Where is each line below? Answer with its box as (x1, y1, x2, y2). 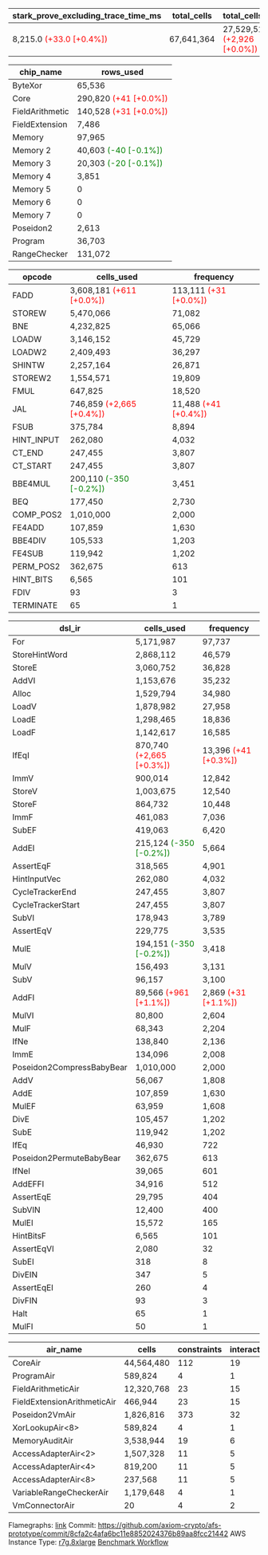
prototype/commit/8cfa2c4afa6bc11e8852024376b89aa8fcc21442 (8, 1529, 229, 1538)
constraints (177, 1344, 223, 1355)
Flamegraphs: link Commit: (8, 1521, 97, 1529)
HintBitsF (12, 1230, 46, 1241)
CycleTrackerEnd (12, 887, 77, 897)
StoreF (12, 799, 37, 809)
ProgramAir (12, 1371, 56, 1381)
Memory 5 (12, 183, 52, 195)
